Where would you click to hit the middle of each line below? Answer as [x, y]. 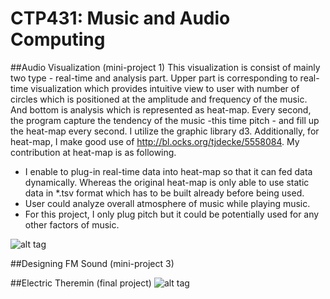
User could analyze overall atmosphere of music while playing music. [167, 203]
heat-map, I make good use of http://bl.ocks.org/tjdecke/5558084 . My [155, 141]
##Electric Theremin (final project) [81, 283]
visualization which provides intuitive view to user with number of [165, 88]
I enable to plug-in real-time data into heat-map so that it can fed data [168, 171]
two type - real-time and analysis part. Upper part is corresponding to [154, 78]
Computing [58, 39]
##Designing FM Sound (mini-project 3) [92, 263]
